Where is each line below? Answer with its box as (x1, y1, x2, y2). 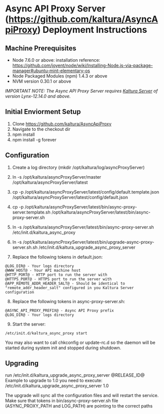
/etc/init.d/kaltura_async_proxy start (5, 330, 88, 336)
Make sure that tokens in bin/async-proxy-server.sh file (5, 398, 118, 404)
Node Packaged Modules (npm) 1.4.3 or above (12, 73, 108, 79)
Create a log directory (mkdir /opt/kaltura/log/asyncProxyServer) (12, 164, 145, 170)
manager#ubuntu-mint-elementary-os (12, 68, 90, 74)
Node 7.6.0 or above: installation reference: (12, 57, 101, 63)
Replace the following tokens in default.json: (12, 254, 103, 260)
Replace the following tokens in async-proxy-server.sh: (12, 298, 125, 304)
